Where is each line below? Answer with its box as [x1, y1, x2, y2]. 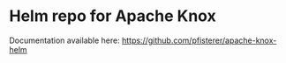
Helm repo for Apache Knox [9, 6, 216, 26]
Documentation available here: [9, 35, 121, 45]
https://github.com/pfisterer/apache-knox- [122, 35, 277, 45]
